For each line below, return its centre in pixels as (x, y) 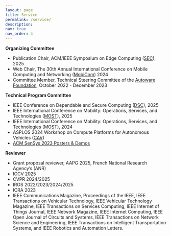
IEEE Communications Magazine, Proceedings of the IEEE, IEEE (79, 195)
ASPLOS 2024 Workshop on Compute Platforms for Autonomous (81, 132)
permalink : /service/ (28, 19)
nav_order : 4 (19, 34)
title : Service (21, 15)
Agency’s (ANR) (29, 168)
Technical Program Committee (38, 95)
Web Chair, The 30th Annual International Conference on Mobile (80, 69)
